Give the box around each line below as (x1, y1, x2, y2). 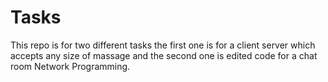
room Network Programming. (10, 60, 131, 72)
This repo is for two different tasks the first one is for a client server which (10, 39, 316, 51)
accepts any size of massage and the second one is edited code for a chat (10, 49, 318, 61)
